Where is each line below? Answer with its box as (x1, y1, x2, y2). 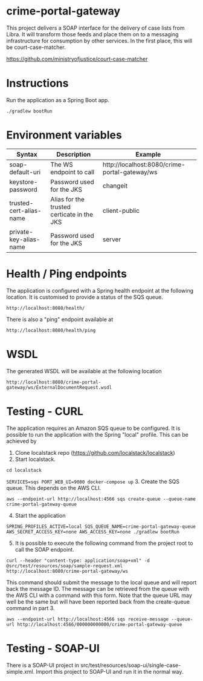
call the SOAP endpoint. (14, 546, 74, 553)
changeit (102, 181, 128, 190)
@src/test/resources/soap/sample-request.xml (6, 562, 123, 569)
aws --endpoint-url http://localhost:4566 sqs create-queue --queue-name (6, 496, 196, 502)
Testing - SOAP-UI (6, 641, 100, 655)
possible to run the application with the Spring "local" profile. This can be (6, 431, 189, 438)
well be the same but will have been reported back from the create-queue (6, 598, 190, 605)
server (102, 235, 121, 243)
